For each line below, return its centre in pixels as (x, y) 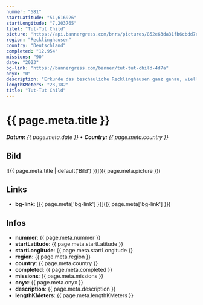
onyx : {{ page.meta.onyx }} (49, 283)
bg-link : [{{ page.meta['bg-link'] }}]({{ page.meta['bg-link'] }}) (93, 204)
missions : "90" (25, 57)
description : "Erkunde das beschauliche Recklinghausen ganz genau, (94, 79)
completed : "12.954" (32, 51)
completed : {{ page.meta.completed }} (64, 270)
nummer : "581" (24, 12)
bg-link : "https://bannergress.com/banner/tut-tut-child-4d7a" (88, 68)
